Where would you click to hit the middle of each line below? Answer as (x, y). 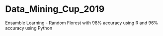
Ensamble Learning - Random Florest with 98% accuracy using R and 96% (82, 23)
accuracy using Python (29, 28)
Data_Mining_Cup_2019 (55, 9)
